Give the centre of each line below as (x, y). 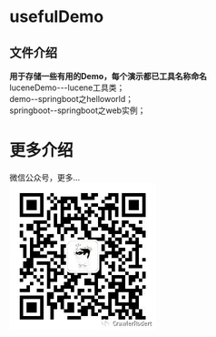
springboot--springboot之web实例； (78, 110)
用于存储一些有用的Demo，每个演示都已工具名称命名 (108, 76)
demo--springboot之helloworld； (72, 99)
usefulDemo (57, 17)
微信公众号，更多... (45, 177)
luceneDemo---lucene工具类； (67, 87)
